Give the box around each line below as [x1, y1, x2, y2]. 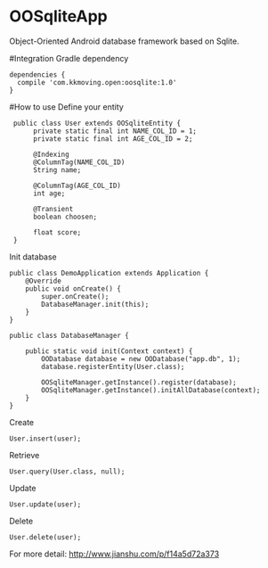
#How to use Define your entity [9, 101, 125, 112]
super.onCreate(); [41, 292, 110, 300]
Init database [9, 251, 58, 262]
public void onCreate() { [25, 284, 122, 293]
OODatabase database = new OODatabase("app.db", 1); [41, 354, 241, 363]
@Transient [32, 204, 74, 213]
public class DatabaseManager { [9, 331, 129, 340]
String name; [32, 165, 82, 175]
